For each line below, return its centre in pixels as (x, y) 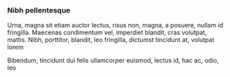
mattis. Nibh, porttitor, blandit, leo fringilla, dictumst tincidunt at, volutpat (111, 40)
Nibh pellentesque (39, 10)
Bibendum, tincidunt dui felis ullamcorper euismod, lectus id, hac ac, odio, (113, 60)
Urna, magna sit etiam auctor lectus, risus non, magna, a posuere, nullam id (115, 25)
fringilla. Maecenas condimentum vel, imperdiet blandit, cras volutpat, (107, 32)
